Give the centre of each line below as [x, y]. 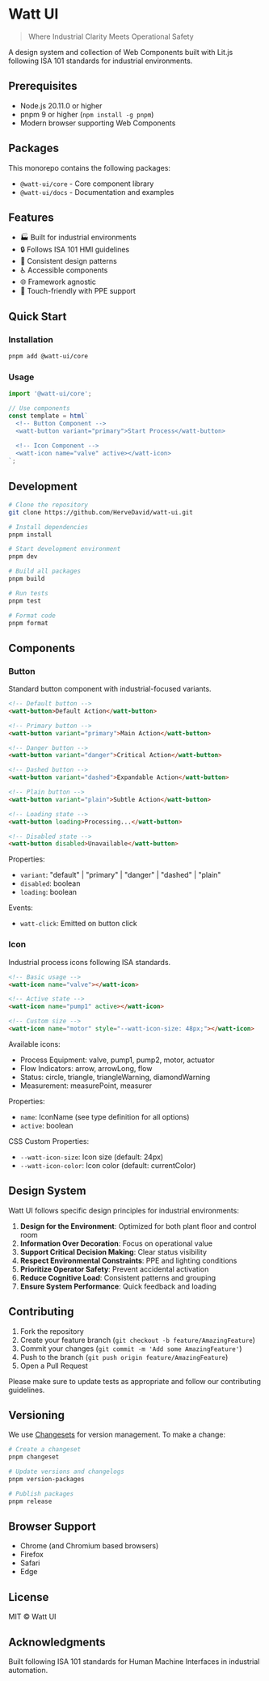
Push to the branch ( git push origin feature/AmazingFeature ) [124, 1357]
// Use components [39, 409]
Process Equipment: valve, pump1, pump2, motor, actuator [117, 1060]
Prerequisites [43, 86]
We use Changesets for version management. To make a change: [117, 1435]
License [29, 1597]
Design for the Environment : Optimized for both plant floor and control [138, 1226]
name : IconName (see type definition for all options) [105, 1116]
